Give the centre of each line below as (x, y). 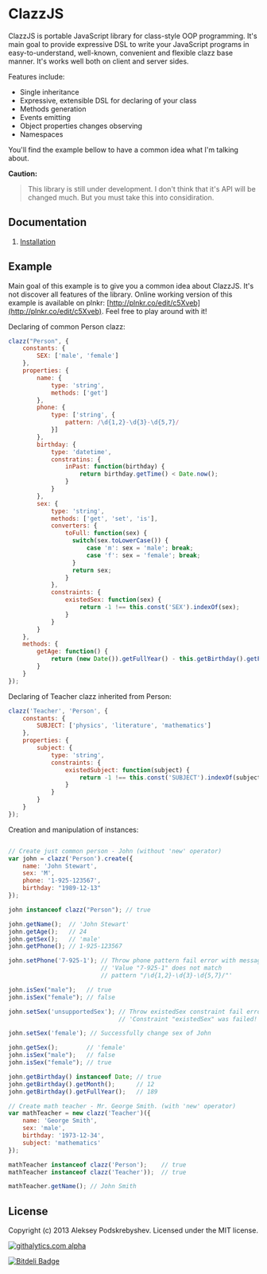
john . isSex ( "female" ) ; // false (62, 997)
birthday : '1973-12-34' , (64, 1136)
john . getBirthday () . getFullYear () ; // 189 (83, 1091)
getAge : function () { (73, 652)
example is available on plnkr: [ (59, 302)
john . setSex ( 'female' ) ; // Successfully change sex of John (110, 1033)
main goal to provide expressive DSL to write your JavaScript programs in (129, 44)
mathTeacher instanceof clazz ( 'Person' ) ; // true (97, 1165)
